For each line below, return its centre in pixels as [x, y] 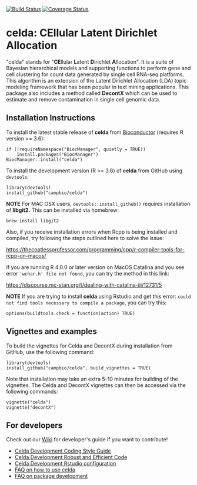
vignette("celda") [29, 402]
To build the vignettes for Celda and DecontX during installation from [89, 346]
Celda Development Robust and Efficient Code [71, 457]
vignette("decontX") [31, 407]
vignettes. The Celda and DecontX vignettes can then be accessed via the [96, 385]
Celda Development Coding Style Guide [63, 451]
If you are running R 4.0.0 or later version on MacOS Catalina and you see [95, 267]
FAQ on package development [51, 476]
